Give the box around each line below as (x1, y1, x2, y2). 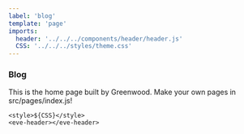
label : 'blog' (8, 11, 57, 20)
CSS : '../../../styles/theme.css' (15, 42, 132, 50)
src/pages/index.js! (8, 96, 73, 106)
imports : (8, 27, 38, 35)
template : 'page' (8, 19, 67, 28)
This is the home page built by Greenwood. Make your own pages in (8, 87, 237, 97)
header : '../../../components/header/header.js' (15, 34, 183, 43)
